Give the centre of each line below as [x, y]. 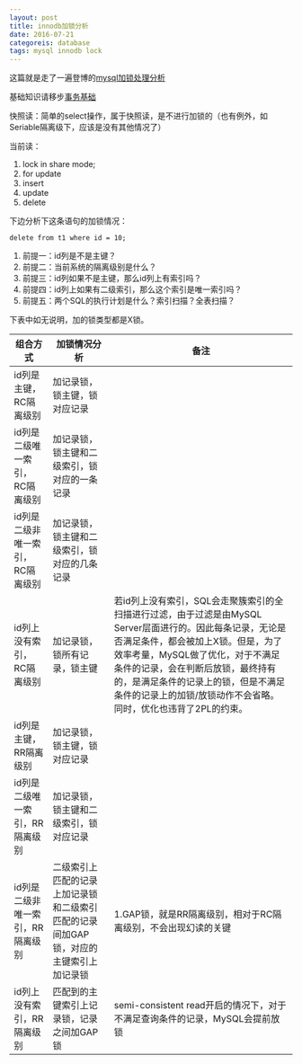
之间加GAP [75, 1033]
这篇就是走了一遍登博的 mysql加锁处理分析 [88, 78]
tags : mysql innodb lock [56, 51]
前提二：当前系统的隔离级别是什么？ [89, 267]
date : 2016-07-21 [42, 34]
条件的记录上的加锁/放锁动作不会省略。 [197, 696]
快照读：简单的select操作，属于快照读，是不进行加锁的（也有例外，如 [138, 116]
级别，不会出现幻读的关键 [177, 928]
